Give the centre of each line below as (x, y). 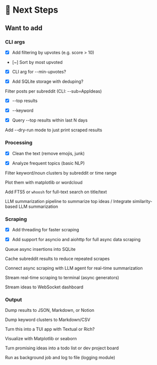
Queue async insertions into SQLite (40, 249)
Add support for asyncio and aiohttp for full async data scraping (76, 240)
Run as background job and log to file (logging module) (60, 358)
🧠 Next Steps (32, 10)
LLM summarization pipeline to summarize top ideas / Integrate (68, 201)
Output (14, 300)
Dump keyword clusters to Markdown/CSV (48, 320)
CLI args (15, 42)
